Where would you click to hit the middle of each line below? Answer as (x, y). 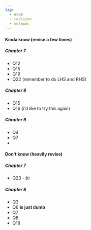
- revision (21, 19)
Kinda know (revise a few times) (39, 39)
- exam (16, 14)
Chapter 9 (16, 120)
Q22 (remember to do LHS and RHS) (49, 79)
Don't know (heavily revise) (34, 154)
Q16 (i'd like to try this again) (41, 108)
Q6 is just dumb (29, 207)
